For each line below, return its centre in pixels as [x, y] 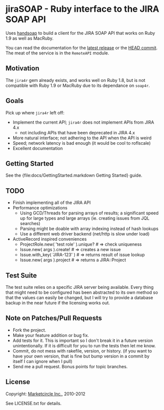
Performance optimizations [40, 208]
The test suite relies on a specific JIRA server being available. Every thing [80, 287]
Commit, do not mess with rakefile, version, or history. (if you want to [82, 351]
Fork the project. [29, 330]
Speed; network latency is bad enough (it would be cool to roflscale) [82, 143]
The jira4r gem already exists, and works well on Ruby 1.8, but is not [76, 80]
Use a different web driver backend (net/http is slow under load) [85, 234]
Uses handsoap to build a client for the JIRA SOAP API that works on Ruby [81, 33]
